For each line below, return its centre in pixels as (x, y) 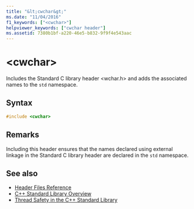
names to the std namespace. (42, 85)
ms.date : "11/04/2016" (34, 17)
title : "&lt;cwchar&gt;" (36, 11)
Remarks (23, 135)
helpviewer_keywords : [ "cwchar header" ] (56, 28)
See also (22, 173)
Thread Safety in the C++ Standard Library (66, 200)
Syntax (19, 103)
